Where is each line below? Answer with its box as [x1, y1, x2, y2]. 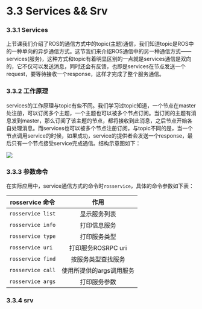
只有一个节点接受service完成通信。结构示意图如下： [11, 139, 141, 147]
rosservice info [9, 221, 56, 229]
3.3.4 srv [6, 296, 34, 304]
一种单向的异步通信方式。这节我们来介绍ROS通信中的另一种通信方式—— [11, 48, 192, 55]
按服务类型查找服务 [71, 255, 125, 264]
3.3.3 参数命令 [6, 167, 48, 176]
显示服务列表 [80, 210, 116, 218]
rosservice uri [9, 244, 53, 251]
